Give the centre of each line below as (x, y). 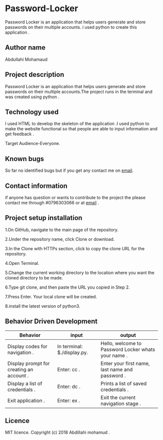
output (128, 335)
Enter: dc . (69, 386)
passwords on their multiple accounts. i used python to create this (71, 27)
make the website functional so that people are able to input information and (81, 129)
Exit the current (118, 397)
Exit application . (26, 401)
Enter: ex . (69, 401)
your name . (114, 355)
